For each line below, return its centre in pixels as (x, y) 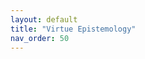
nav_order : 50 (40, 38)
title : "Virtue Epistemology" (73, 29)
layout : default (44, 19)
